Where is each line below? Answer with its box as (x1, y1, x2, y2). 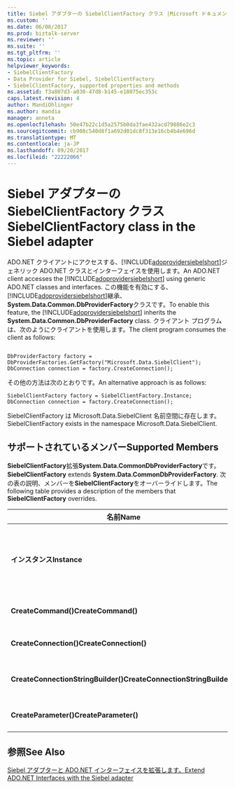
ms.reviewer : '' (7, 36, 55, 43)
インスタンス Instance (10, 554, 83, 564)
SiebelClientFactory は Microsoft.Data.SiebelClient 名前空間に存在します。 (7, 411, 220, 420)
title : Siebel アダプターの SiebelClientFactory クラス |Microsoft (7, 10, 199, 18)
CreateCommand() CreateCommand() (10, 605, 138, 615)
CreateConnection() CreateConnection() (10, 638, 147, 648)
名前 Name (106, 512, 141, 522)
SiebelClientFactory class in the (7, 219, 196, 235)
